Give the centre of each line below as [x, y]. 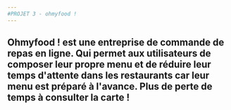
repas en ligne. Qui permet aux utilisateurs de [109, 54]
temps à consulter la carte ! [69, 98]
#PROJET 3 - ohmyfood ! [42, 14]
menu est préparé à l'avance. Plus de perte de [110, 86]
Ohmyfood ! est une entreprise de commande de [116, 43]
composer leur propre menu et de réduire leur [109, 65]
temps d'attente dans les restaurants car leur [108, 76]
